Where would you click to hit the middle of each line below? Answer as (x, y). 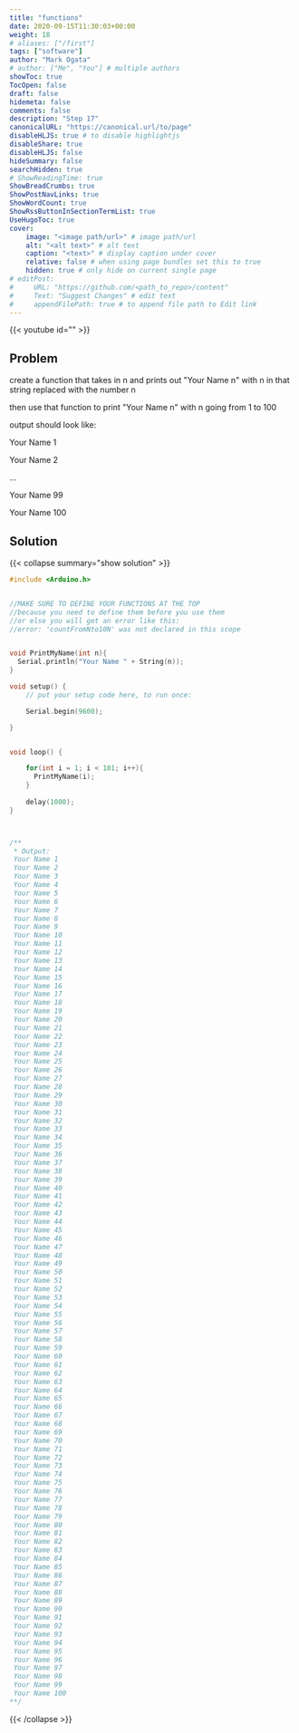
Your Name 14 (38, 969)
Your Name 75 (38, 1483)
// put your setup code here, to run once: (109, 695)
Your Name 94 (38, 1642)
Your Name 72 (38, 1458)
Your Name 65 (38, 1399)
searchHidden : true (46, 169)
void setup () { (38, 687)
